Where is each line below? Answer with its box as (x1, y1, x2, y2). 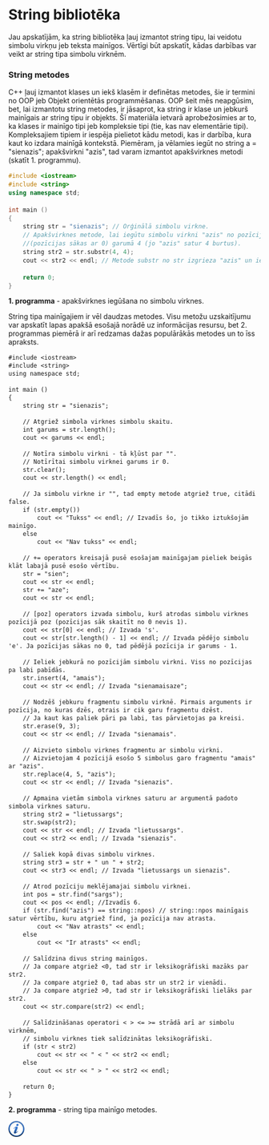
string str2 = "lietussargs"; (22, 811, 124, 819)
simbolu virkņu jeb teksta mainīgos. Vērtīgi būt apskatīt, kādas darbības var (8, 40, 257, 50)
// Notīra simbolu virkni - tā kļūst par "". (22, 450, 178, 458)
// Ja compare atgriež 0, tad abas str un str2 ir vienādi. (22, 979, 227, 987)
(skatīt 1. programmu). (8, 155, 82, 165)
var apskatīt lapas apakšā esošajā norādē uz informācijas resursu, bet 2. (8, 321, 247, 330)
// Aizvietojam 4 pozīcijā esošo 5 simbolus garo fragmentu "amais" (22, 755, 256, 763)
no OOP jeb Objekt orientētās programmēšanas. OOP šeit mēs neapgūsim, (8, 96, 254, 106)
